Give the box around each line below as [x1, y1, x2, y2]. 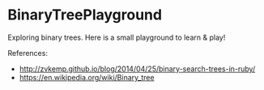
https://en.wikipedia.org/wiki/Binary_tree [19, 72, 155, 82]
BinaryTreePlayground [7, 6, 163, 24]
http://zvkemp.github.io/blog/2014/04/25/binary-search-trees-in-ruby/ [19, 63, 256, 74]
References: [7, 48, 48, 58]
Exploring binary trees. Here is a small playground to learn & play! [7, 32, 226, 42]
